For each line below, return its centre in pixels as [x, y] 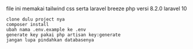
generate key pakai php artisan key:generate [63, 35]
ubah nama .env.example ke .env [46, 30]
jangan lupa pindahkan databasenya [50, 40]
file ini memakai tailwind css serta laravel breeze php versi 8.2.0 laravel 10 [96, 9]
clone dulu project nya [36, 19]
